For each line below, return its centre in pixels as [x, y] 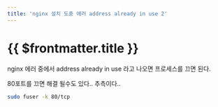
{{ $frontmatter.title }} [73, 48]
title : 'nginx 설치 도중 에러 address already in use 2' [87, 14]
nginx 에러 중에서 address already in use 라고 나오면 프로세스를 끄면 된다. [109, 69]
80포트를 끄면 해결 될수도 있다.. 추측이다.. [64, 83]
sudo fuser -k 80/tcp [39, 97]
